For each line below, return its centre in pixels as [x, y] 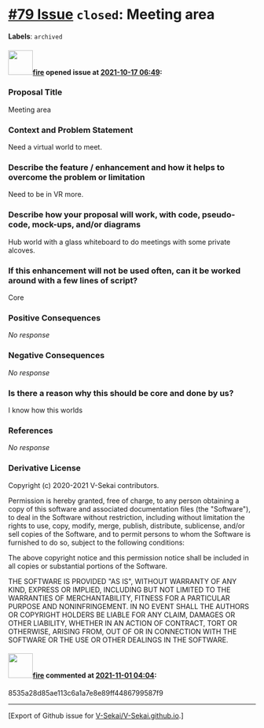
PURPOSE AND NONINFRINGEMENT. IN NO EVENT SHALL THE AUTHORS [129, 606]
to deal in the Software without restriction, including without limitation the [126, 517]
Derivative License [44, 468]
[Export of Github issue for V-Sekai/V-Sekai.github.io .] [96, 715]
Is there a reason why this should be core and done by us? [121, 393]
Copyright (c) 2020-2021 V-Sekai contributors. [84, 485]
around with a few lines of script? [73, 280]
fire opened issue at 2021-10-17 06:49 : [97, 72]
